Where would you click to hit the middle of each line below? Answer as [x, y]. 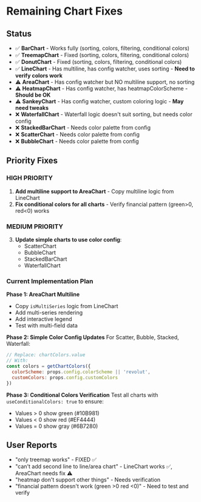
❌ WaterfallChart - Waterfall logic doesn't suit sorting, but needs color [104, 114]
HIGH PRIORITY [30, 178]
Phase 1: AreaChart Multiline [43, 294]
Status [19, 34]
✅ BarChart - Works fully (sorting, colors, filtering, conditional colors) [102, 48]
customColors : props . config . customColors [65, 377]
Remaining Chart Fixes [65, 11]
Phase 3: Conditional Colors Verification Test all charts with [82, 395]
